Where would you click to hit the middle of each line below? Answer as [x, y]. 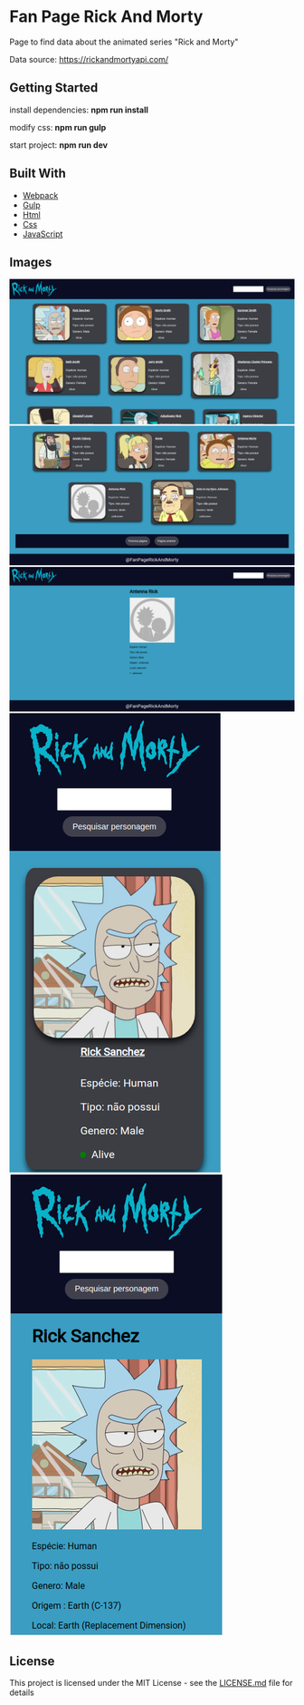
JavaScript [43, 234]
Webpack [40, 195]
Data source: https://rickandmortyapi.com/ [89, 59]
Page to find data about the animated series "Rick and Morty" [124, 42]
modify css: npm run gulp [58, 127]
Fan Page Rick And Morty [106, 17]
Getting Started [54, 88]
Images [31, 262]
